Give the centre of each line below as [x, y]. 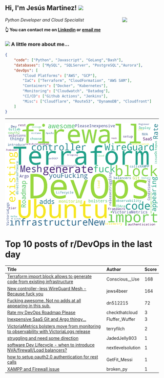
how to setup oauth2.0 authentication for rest [53, 357]
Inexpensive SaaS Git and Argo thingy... [47, 319]
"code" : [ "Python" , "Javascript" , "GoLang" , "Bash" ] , [69, 60]
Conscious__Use [123, 279]
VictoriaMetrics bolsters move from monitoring [54, 326]
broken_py [117, 369]
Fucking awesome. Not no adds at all [44, 300]
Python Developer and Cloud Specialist [45, 20]
